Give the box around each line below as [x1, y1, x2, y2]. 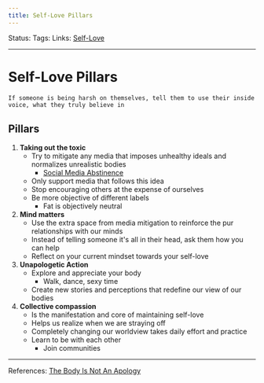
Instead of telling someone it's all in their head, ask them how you [31, 235, 244, 245]
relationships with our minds [31, 226, 123, 236]
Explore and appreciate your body [31, 268, 141, 278]
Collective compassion [19, 302, 97, 311]
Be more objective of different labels [31, 193, 149, 203]
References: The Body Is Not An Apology [8, 366, 141, 376]
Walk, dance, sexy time [42, 277, 119, 286]
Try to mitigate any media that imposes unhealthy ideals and [31, 151, 226, 161]
